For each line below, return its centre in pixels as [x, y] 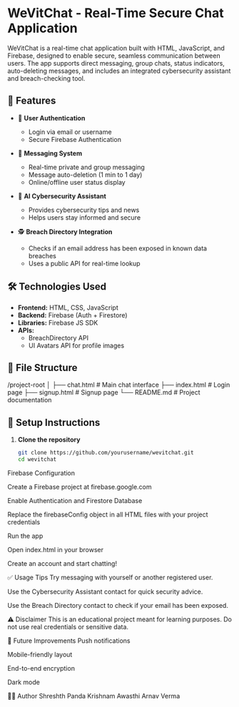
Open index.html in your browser [55, 549]
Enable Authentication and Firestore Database [75, 500]
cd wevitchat [37, 459]
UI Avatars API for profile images [76, 345]
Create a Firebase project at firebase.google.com [80, 487]
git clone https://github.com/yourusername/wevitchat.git [106, 453]
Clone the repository [49, 439]
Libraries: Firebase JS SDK [58, 322]
